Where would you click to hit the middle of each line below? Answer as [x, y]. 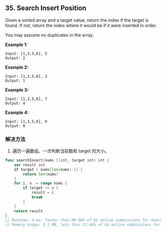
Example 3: [17, 90]
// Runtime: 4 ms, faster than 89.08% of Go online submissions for [77, 220]
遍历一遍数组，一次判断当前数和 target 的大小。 [61, 151]
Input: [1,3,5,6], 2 [26, 76]
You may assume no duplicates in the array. [49, 35]
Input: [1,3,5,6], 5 [26, 54]
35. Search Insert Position [46, 8]
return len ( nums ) [41, 174]
